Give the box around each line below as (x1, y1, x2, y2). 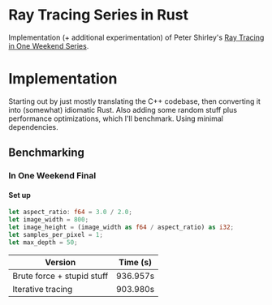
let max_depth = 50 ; (8, 238, 79, 247)
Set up (8, 190, 31, 200)
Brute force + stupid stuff (12, 270, 109, 281)
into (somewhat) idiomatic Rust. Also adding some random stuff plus (8, 105, 238, 114)
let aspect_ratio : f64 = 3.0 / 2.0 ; (8, 208, 132, 217)
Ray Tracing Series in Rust (8, 6, 189, 24)
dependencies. (8, 122, 58, 131)
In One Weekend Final (8, 170, 97, 182)
